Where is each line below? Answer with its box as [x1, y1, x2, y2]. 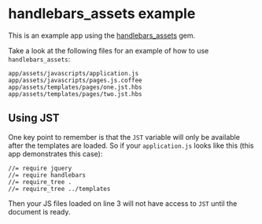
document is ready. [8, 207, 71, 216]
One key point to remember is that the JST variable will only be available [8, 132, 240, 141]
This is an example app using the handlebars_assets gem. [8, 31, 196, 40]
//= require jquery [8, 164, 72, 172]
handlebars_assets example [8, 5, 196, 23]
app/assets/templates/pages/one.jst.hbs [8, 83, 143, 91]
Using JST [8, 112, 61, 125]
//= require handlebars [8, 171, 87, 179]
